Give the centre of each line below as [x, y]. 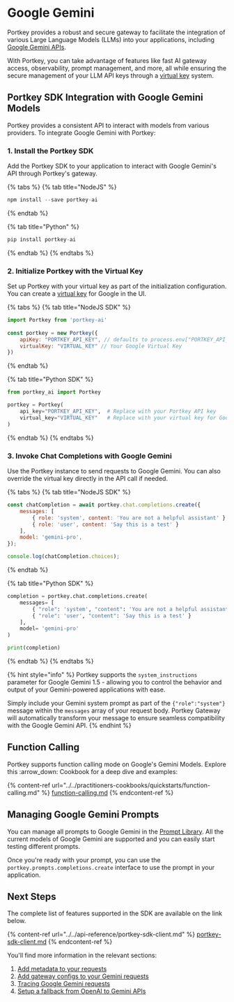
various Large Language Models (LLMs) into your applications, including [111, 39]
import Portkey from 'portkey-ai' [57, 320]
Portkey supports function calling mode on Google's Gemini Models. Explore [117, 764]
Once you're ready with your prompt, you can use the [84, 860]
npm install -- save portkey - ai [53, 200]
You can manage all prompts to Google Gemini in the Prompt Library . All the [116, 831]
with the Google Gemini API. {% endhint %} [69, 726]
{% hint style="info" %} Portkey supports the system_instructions [102, 675]
